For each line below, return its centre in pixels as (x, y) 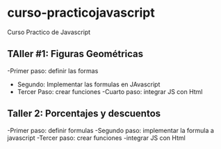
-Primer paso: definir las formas (53, 70)
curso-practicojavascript (81, 13)
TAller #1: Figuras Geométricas (75, 54)
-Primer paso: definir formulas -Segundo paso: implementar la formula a (110, 130)
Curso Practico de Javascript (49, 32)
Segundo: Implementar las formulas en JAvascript (89, 84)
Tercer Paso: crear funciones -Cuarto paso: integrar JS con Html (110, 91)
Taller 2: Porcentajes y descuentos (84, 114)
